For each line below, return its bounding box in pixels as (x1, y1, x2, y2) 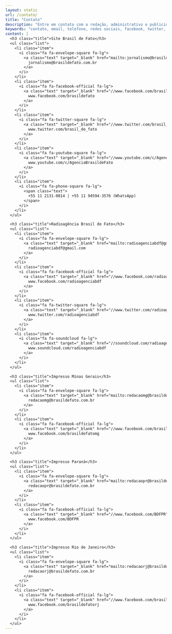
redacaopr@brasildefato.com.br (28, 483, 95, 488)
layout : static (5, 7, 38, 13)
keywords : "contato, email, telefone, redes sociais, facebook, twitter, (5, 27, 166, 32)
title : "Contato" (5, 17, 42, 22)
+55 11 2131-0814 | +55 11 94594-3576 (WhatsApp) (28, 193, 137, 198)
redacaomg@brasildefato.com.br (28, 398, 95, 403)
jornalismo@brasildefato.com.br (28, 60, 97, 65)
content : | (5, 31, 29, 36)
